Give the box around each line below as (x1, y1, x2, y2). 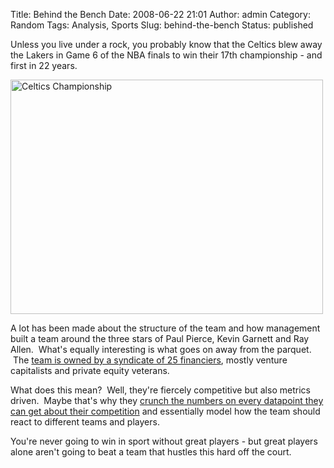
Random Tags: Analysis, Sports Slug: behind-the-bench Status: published (10, 19, 314, 31)
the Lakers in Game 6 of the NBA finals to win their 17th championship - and (10, 49, 323, 61)
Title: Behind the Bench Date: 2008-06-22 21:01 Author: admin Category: (10, 9, 311, 20)
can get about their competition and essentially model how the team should (10, 405, 321, 417)
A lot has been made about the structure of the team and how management (10, 322, 321, 334)
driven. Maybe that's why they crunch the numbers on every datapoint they (10, 395, 324, 406)
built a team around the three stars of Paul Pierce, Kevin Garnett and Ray (10, 333, 310, 344)
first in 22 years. (10, 60, 78, 71)
